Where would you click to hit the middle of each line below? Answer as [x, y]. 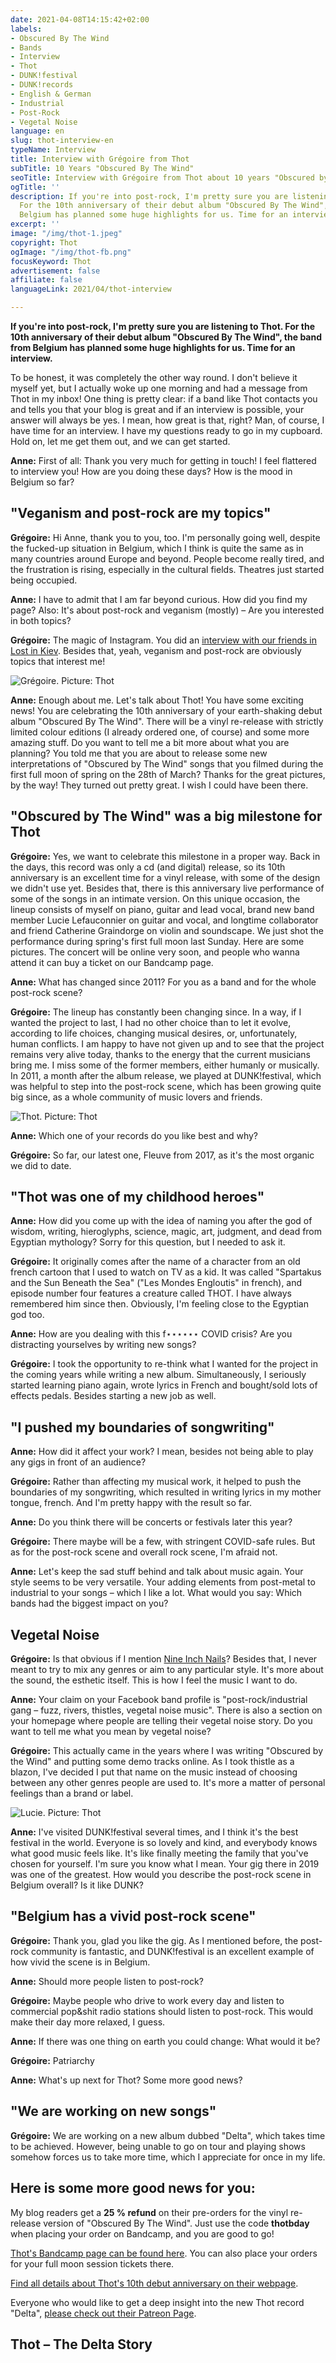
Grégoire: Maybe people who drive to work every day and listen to [147, 2000]
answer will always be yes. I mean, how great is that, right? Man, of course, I [167, 420]
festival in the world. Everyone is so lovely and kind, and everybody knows [164, 1843]
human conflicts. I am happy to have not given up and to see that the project [167, 1043]
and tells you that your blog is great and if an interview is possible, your [157, 409]
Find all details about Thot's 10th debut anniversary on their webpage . [154, 2283]
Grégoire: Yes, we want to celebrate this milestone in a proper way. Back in [165, 856]
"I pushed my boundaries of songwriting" [142, 1427]
